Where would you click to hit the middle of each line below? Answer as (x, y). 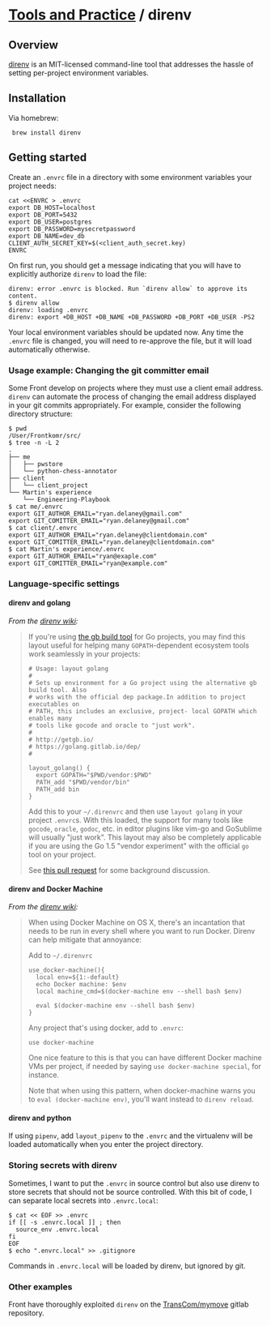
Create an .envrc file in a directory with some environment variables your (130, 177)
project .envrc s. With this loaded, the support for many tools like (135, 820)
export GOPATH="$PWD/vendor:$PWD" (94, 776)
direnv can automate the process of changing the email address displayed (132, 396)
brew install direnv (47, 133)
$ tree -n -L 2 (34, 443)
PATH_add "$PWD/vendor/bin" (83, 783)
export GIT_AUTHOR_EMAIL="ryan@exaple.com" (83, 556)
